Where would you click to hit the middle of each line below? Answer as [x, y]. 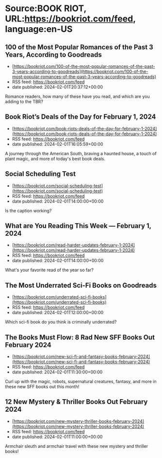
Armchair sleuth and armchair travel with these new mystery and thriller [77, 446]
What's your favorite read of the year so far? [49, 270]
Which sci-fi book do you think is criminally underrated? [61, 322]
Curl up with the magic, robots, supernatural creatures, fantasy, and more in [81, 382]
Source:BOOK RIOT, [46, 9]
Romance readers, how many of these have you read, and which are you [77, 96]
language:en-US [39, 29]
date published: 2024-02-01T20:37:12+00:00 [57, 87]
